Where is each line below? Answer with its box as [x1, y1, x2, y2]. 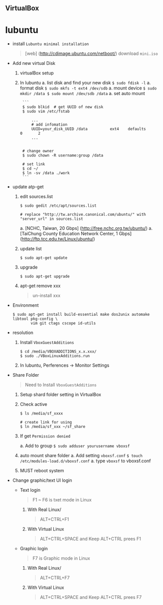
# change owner [22, 148, 54, 154]
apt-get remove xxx [20, 283, 61, 289]
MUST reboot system [20, 468, 64, 474]
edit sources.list [20, 194, 53, 200]
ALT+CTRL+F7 [40, 575, 70, 581]
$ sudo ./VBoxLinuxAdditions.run [20, 354, 90, 359]
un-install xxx [32, 293, 61, 299]
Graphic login [20, 546, 48, 552]
